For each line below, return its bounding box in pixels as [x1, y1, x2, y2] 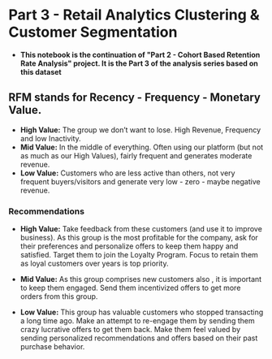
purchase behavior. [19, 342, 85, 352]
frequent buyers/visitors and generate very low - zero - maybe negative [19, 176, 261, 186]
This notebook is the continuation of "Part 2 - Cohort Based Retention [19, 50, 261, 59]
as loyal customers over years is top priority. [19, 258, 169, 269]
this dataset [19, 67, 63, 76]
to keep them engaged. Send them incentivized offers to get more [19, 283, 241, 293]
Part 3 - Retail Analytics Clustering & [8, 6, 260, 24]
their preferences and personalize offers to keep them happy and [19, 241, 239, 251]
